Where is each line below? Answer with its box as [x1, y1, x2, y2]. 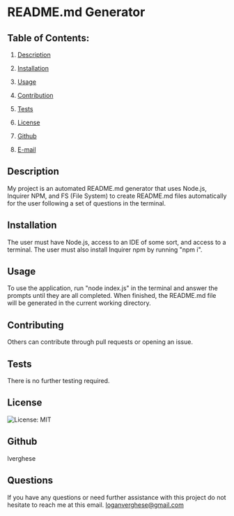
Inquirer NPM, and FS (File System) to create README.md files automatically [7, 192, 227, 200]
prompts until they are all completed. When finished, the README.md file [7, 292, 217, 300]
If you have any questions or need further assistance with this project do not [7, 493, 226, 501]
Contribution [17, 92, 54, 99]
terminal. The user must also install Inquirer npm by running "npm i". [7, 245, 203, 254]
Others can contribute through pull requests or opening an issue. [7, 338, 194, 346]
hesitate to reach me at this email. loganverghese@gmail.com [7, 501, 185, 509]
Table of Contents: [7, 32, 90, 44]
